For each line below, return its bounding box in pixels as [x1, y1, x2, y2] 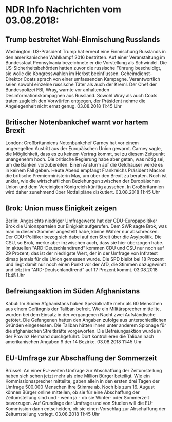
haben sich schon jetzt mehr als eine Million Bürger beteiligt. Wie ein [5, 373, 150, 379]
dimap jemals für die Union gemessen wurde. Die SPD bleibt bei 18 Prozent [5, 255, 164, 262]
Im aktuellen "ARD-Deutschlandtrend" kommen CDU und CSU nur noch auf [5, 245, 164, 251]
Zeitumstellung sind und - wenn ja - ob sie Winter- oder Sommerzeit [5, 395, 150, 401]
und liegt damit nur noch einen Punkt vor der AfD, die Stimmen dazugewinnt [5, 261, 166, 267]
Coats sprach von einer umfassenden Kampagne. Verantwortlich [23, 76, 161, 82]
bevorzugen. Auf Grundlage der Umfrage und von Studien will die [5, 400, 144, 407]
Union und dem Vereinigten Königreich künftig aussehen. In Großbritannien [5, 184, 164, 190]
